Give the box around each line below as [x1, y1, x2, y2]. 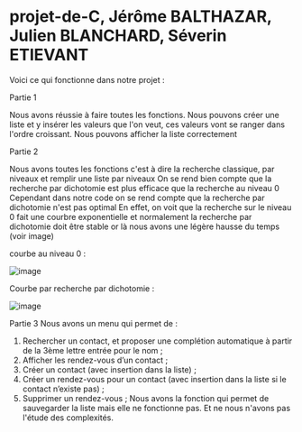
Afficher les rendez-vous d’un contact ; [22, 354, 169, 365]
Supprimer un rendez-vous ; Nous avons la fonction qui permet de [22, 392, 270, 403]
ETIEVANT [9, 45, 89, 65]
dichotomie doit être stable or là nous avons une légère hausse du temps [9, 221, 280, 232]
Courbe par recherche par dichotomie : [9, 282, 155, 294]
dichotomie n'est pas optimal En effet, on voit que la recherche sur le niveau [9, 201, 292, 213]
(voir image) [9, 230, 54, 241]
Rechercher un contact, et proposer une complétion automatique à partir [22, 335, 293, 346]
